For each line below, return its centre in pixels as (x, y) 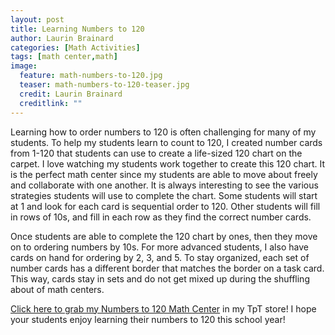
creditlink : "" (51, 103)
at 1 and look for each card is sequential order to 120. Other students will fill (165, 206)
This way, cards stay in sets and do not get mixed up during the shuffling (160, 278)
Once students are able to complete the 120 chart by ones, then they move (164, 236)
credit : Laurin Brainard (71, 94)
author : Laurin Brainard (62, 38)
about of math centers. (57, 289)
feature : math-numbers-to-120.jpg (91, 76)
